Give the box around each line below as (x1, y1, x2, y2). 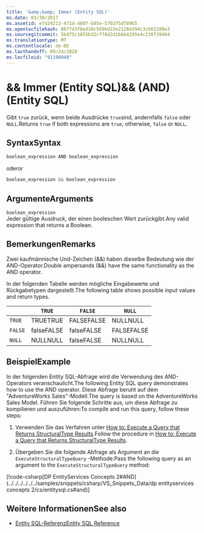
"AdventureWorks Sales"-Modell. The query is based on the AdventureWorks (6, 392, 198, 400)
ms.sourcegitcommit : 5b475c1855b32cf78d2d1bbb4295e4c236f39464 (6, 32, 171, 38)
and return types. (6, 293, 50, 300)
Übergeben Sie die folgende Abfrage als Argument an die (15, 448, 160, 456)
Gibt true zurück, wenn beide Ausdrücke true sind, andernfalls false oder (6, 113, 191, 121)
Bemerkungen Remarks (6, 239, 96, 250)
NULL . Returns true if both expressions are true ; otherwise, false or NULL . (6, 120, 188, 127)
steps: (6, 412, 22, 419)
